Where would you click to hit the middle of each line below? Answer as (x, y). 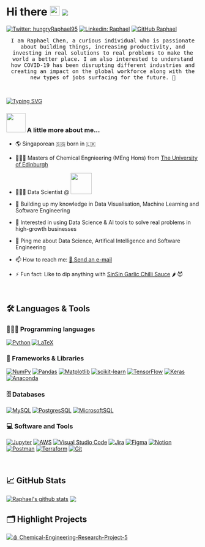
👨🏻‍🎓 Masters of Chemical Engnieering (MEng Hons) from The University (106, 158)
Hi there (27, 12)
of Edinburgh (32, 165)
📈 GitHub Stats (36, 481)
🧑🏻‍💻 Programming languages (51, 329)
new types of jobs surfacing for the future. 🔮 (103, 77)
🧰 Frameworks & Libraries (45, 358)
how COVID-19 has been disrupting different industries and (103, 65)
